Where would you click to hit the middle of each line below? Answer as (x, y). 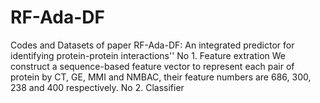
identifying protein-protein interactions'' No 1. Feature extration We (148, 55)
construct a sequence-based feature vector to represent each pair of (152, 66)
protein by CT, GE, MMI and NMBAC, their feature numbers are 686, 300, (161, 77)
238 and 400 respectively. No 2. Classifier (97, 87)
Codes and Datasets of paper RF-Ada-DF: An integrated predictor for (152, 45)
